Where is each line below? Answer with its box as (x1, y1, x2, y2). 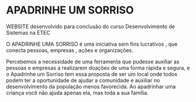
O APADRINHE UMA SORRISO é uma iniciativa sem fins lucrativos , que (6, 40, 178, 47)
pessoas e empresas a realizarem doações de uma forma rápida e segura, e (6, 64, 190, 71)
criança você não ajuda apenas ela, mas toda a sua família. (6, 89, 148, 96)
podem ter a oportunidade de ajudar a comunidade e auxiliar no (6, 77, 160, 84)
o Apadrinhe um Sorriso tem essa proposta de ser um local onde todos (6, 70, 178, 77)
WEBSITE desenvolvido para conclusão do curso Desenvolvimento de (6, 23, 175, 30)
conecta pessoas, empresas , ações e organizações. (6, 46, 134, 53)
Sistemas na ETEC (6, 29, 50, 36)
